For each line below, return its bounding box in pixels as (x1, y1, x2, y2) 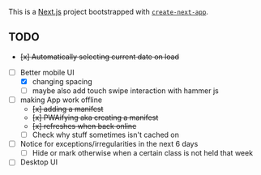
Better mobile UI (19, 67, 75, 77)
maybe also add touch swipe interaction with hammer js (32, 85, 219, 96)
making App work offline (19, 95, 103, 105)
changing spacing (32, 76, 92, 86)
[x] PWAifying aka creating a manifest (32, 113, 159, 122)
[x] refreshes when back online (32, 122, 137, 131)
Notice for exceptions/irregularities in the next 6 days (19, 139, 199, 149)
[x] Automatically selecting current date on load (19, 52, 180, 62)
